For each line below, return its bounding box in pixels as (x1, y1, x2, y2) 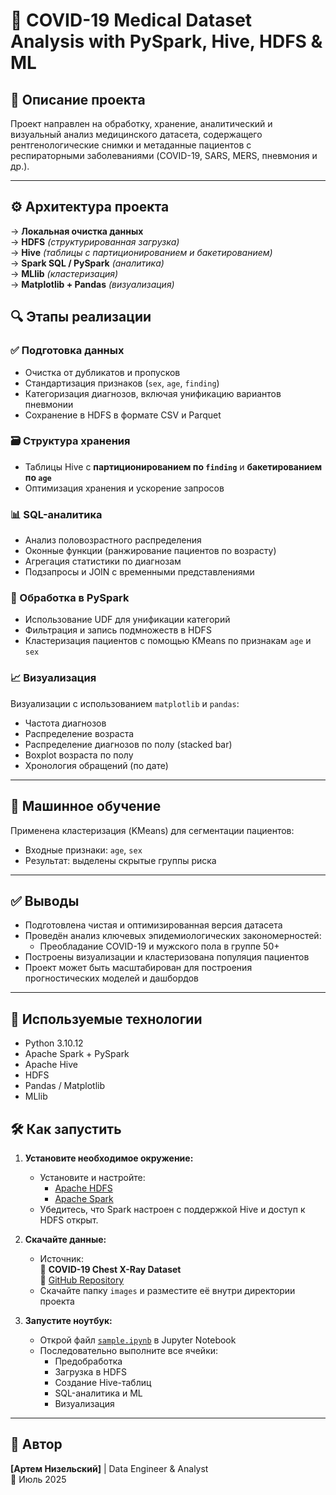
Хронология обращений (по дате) (24, 759, 169, 771)
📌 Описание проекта (10, 91, 146, 108)
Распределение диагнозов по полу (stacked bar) (24, 738, 233, 750)
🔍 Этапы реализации (10, 309, 152, 326)
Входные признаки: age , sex (24, 844, 143, 856)
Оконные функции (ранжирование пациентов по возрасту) (24, 545, 277, 557)
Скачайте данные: (24, 1233, 107, 1245)
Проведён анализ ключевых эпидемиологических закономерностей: (24, 930, 322, 942)
